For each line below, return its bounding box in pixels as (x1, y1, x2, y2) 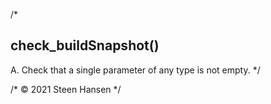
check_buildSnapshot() (10, 37, 160, 54)
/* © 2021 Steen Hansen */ (10, 83, 122, 95)
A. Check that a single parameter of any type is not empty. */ (10, 64, 261, 76)
